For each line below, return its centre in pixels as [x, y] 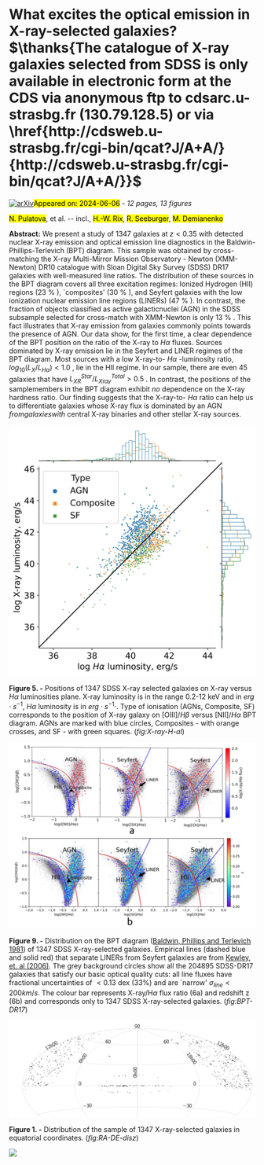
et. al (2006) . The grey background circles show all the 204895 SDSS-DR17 [131, 965]
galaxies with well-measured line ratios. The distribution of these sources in [132, 275]
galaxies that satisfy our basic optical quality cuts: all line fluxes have [121, 974]
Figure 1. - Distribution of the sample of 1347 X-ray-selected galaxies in [125, 1129]
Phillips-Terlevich [37, 250]
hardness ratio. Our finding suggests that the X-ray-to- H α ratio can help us [131, 398]
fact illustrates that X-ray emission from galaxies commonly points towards [130, 325]
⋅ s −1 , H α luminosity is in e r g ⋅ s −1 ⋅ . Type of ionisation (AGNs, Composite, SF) [132, 706]
